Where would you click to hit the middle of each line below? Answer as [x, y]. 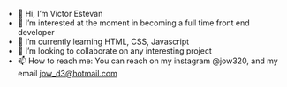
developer [36, 32]
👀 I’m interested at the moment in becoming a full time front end [133, 23]
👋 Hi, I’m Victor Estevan [60, 14]
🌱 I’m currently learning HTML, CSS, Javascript [103, 41]
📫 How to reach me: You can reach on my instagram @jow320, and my [147, 61]
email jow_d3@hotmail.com [67, 73]
